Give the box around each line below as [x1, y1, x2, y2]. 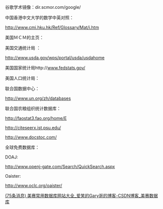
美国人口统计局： [5, 75, 40, 81]
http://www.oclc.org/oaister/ [5, 183, 63, 188]
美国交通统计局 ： [5, 45, 41, 50]
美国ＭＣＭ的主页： [5, 35, 44, 40]
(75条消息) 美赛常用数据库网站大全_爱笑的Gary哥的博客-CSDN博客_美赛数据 [5, 193, 158, 198]
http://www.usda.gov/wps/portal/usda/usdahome [5, 55, 105, 60]
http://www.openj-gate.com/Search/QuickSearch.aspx [5, 163, 115, 169]
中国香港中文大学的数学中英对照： [5, 15, 74, 21]
